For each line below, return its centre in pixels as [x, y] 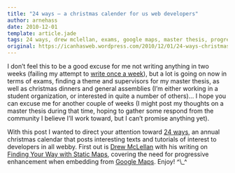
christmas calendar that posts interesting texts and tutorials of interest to [112, 139]
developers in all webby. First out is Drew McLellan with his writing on [108, 147]
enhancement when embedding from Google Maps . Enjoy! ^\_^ [97, 161]
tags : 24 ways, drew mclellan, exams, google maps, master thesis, [108, 40]
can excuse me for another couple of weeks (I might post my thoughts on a [115, 103]
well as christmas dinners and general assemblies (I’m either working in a [113, 89]
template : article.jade [42, 33]
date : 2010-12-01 [33, 27]
